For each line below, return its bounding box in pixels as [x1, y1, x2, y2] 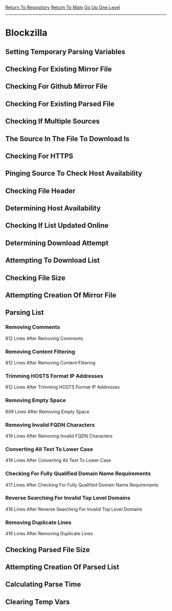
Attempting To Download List [5, 256, 100, 265]
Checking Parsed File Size [5, 545, 90, 554]
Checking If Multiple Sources [5, 117, 100, 126]
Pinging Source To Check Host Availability [5, 169, 142, 178]
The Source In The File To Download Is [5, 134, 130, 143]
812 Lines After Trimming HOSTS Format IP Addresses [5, 384, 120, 390]
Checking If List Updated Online [5, 221, 109, 230]
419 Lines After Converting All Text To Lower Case [5, 457, 112, 464]
